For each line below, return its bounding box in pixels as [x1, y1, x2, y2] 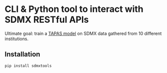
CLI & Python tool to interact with [4, 3, 144, 15]
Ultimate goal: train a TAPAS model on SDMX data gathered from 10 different [4, 30, 162, 36]
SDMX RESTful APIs [4, 14, 89, 25]
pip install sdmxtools [4, 63, 52, 68]
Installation [4, 50, 40, 59]
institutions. [4, 36, 28, 42]
